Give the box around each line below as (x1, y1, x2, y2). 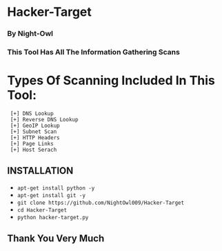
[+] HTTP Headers (10, 134, 60, 141)
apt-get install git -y (17, 192, 86, 199)
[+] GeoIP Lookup (10, 122, 60, 129)
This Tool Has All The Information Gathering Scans (7, 48, 181, 57)
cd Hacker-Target (17, 206, 68, 214)
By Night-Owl (7, 29, 54, 39)
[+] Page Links (10, 140, 54, 147)
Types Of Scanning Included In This (7, 73, 216, 88)
